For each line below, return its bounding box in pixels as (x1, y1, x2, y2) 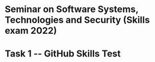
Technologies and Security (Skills (5, 14, 150, 26)
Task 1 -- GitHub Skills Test (5, 48, 121, 59)
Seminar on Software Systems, (5, 4, 139, 15)
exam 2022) (5, 25, 57, 36)
